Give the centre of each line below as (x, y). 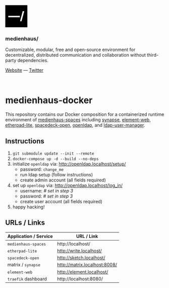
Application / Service (30, 236)
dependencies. (33, 61)
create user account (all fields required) (61, 202)
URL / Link (87, 236)
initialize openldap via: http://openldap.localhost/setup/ (69, 164)
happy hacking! (29, 207)
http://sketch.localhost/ (81, 258)
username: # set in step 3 (46, 191)
